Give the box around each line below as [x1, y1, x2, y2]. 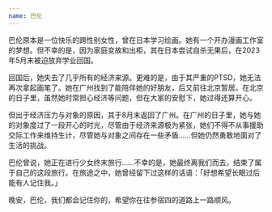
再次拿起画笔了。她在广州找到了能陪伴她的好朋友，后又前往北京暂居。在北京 [8, 83, 264, 92]
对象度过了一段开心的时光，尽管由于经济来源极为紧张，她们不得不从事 [15, 120, 249, 129]
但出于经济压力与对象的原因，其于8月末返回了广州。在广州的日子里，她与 [8, 110, 254, 120]
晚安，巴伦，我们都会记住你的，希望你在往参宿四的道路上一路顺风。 [8, 195, 236, 205]
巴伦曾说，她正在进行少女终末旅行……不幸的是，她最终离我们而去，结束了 [8, 157, 255, 167]
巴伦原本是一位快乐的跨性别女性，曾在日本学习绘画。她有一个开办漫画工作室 [8, 35, 264, 45]
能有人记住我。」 [8, 177, 62, 187]
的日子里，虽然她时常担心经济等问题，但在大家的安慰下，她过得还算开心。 [8, 92, 257, 102]
